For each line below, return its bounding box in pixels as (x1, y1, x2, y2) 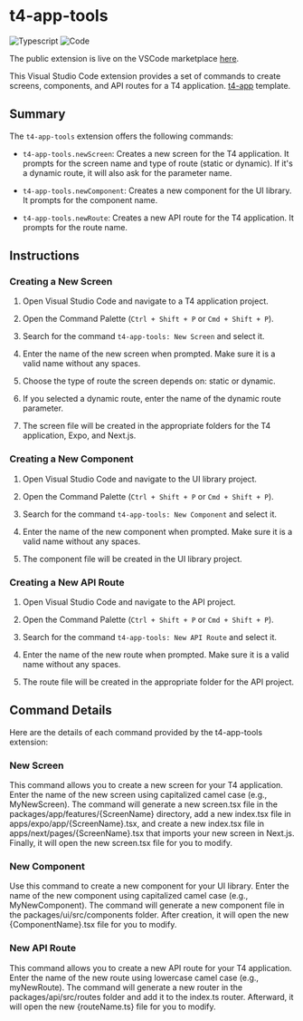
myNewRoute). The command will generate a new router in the (9, 981, 242, 993)
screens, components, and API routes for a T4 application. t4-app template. (9, 80, 291, 91)
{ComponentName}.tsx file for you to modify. (9, 919, 177, 930)
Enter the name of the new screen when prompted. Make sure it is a (22, 348, 276, 359)
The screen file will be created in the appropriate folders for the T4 (22, 421, 271, 432)
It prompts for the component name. (22, 194, 158, 205)
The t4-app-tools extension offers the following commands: (9, 131, 233, 141)
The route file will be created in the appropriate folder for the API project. (22, 676, 295, 687)
